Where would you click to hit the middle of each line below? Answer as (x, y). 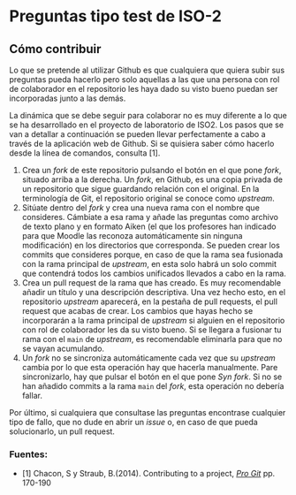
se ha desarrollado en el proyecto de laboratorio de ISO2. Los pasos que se (147, 125)
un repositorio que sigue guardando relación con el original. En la (140, 189)
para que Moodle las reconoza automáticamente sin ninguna (132, 236)
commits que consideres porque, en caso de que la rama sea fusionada (152, 255)
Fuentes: (29, 454)
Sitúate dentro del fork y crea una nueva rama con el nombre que (141, 208)
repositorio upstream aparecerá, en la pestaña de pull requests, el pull (150, 301)
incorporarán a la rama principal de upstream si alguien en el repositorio (153, 320)
